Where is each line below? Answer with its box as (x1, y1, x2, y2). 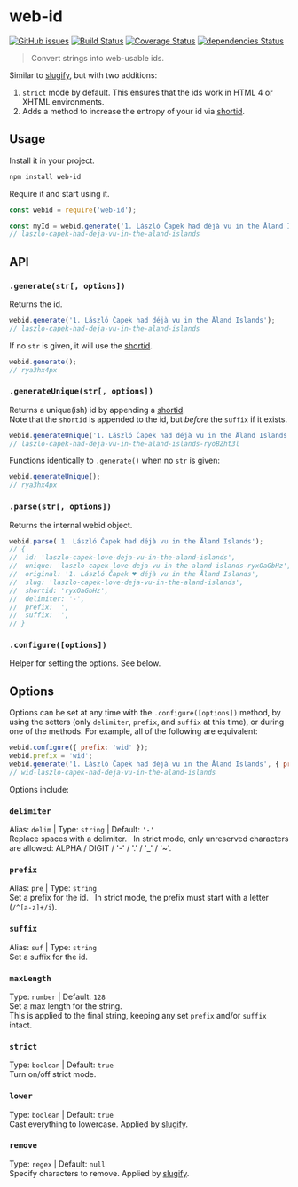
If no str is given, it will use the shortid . (9, 340, 153, 351)
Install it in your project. (9, 155, 95, 166)
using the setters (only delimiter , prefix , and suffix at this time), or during (9, 716, 285, 728)
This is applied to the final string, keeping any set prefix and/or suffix (9, 1010, 268, 1020)
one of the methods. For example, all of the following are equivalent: (9, 726, 259, 737)
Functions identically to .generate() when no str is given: (9, 455, 220, 466)
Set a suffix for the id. (9, 951, 89, 962)
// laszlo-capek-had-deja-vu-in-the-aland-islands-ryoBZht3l (9, 439, 240, 449)
